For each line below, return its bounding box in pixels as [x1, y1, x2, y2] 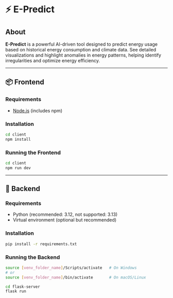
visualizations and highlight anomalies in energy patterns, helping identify [5, 52, 161, 58]
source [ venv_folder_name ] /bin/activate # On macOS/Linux [5, 275, 146, 280]
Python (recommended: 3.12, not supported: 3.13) [12, 211, 118, 218]
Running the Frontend [5, 149, 61, 156]
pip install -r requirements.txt [5, 241, 77, 247]
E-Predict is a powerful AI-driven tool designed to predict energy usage [5, 41, 158, 47]
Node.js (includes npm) [12, 107, 63, 114]
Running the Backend [5, 253, 60, 260]
